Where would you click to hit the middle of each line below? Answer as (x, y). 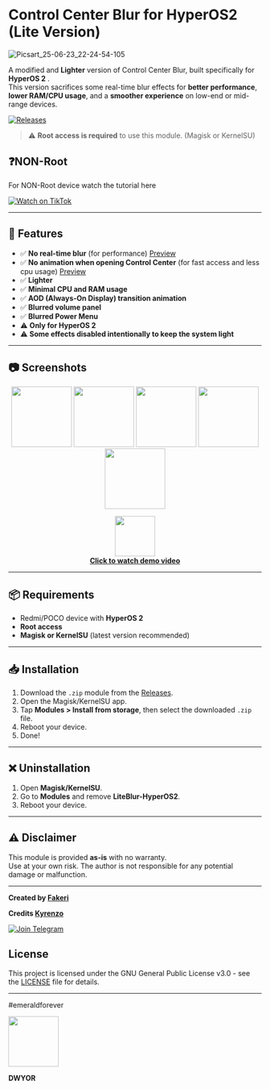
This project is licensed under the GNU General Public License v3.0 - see (129, 974)
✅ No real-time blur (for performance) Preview (98, 253)
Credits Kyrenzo (36, 913)
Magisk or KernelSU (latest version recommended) (105, 635)
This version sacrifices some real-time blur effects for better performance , (133, 87)
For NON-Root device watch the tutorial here (82, 185)
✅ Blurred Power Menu (59, 316)
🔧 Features (36, 234)
